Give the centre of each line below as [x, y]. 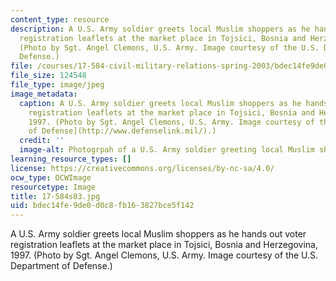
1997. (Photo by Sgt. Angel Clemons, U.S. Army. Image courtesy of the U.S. [164, 255]
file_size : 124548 [48, 76]
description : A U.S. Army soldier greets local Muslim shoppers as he [160, 29]
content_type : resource [60, 19]
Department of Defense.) [61, 266]
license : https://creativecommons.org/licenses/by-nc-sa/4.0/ [142, 168]
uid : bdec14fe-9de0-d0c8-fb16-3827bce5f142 [102, 206]
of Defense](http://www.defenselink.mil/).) [122, 131]
